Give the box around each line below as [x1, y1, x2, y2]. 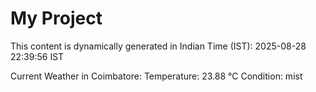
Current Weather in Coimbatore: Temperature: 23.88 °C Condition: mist [10, 70, 303, 82]
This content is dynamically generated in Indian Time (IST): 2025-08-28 [10, 40, 307, 52]
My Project [10, 7, 103, 30]
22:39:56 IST [10, 50, 65, 62]
